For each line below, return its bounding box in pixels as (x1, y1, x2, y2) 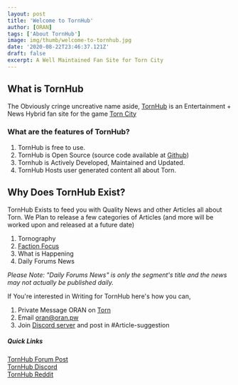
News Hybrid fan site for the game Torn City (7, 109, 137, 118)
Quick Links (7, 337, 43, 345)
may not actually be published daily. (7, 278, 114, 286)
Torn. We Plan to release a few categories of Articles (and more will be (7, 212, 214, 221)
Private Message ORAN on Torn (17, 305, 112, 314)
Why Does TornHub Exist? (7, 186, 126, 199)
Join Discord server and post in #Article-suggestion (17, 320, 170, 329)
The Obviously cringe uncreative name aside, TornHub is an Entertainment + (7, 102, 232, 110)
